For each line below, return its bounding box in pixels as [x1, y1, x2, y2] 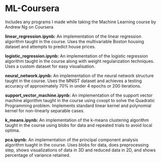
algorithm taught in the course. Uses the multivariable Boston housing [5, 38, 144, 44]
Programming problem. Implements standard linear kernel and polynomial [5, 103, 151, 108]
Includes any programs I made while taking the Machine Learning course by [5, 19, 156, 25]
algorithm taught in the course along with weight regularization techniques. [5, 58, 155, 64]
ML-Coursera [5, 3, 59, 14]
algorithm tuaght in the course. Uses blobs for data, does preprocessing [5, 142, 149, 148]
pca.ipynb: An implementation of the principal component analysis [5, 136, 139, 143]
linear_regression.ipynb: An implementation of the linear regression [5, 33, 142, 39]
